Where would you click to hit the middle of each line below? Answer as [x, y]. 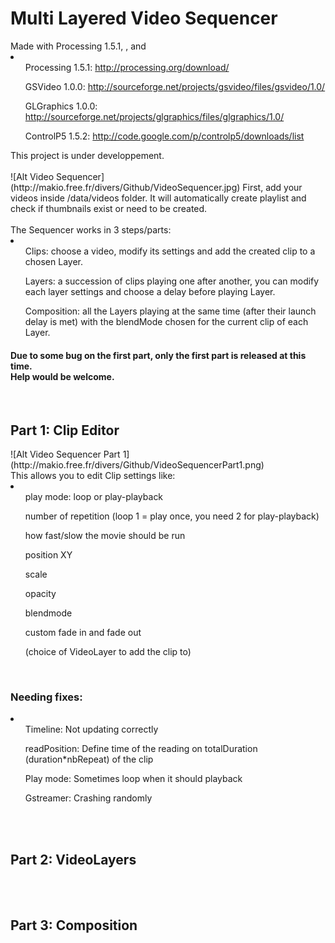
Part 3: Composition [74, 925]
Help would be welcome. [62, 376]
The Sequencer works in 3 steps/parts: [91, 229]
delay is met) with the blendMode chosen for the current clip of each [166, 321]
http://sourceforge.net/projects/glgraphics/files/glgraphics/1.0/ [154, 116]
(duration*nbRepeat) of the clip [89, 759]
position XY [48, 554]
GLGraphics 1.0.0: [61, 106]
